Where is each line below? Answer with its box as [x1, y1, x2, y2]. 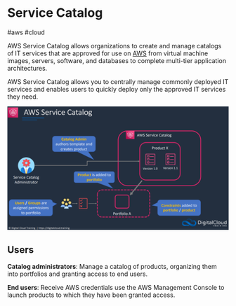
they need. [7, 92, 39, 101]
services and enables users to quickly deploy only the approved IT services [7, 85, 226, 93]
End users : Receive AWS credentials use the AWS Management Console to [7, 284, 225, 292]
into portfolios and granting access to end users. [7, 270, 148, 278]
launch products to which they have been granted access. [7, 291, 176, 299]
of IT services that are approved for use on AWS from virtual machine [7, 49, 209, 57]
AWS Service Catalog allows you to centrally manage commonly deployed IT [7, 77, 229, 85]
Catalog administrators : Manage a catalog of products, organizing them [7, 263, 217, 271]
